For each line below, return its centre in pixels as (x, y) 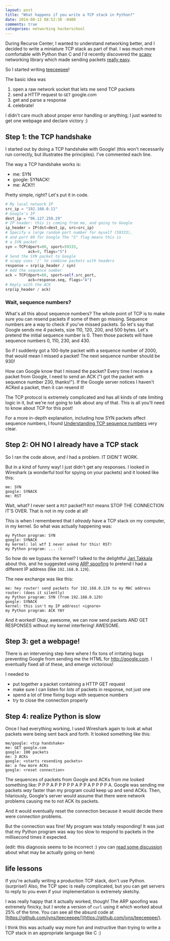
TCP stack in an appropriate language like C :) (53, 933)
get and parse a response (40, 100)
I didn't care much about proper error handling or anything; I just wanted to (84, 116)
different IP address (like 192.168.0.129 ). (48, 569)
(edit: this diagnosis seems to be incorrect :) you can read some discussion (84, 847)
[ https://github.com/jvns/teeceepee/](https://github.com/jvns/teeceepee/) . (83, 918)
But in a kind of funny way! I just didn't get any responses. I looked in (77, 467)
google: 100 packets (27, 752)
